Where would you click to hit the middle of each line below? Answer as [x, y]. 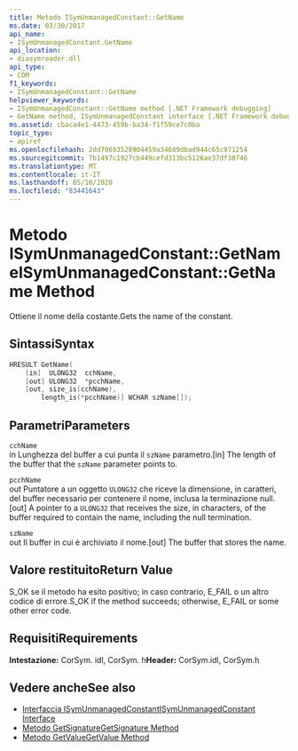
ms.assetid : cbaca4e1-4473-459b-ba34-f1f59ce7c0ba [105, 125]
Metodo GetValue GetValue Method [86, 738]
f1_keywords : [33, 84]
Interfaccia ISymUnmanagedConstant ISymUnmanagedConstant [138, 709]
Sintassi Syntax [52, 344]
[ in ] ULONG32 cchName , [71, 373]
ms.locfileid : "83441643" [57, 191]
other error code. [41, 611]
